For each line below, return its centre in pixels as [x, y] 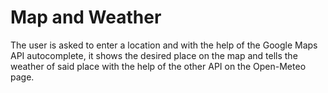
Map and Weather [86, 17]
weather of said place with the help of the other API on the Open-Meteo [158, 66]
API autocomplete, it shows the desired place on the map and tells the [154, 55]
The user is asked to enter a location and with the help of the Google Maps [164, 45]
